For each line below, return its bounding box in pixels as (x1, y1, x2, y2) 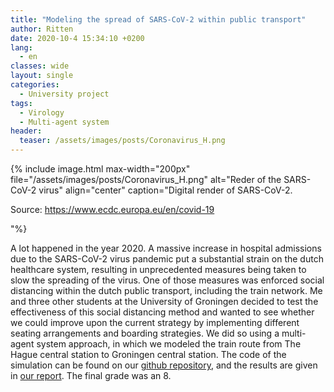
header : (10, 126, 43, 136)
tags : (10, 98, 33, 108)
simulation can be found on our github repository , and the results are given (10, 359, 318, 371)
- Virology (19, 107, 65, 118)
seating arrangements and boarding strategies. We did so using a (10, 327, 280, 339)
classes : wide (10, 61, 70, 71)
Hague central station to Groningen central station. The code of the (10, 349, 287, 360)
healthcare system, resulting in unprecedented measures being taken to (10, 264, 307, 275)
